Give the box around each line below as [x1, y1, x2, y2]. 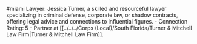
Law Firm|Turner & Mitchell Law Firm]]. [6, 31, 104, 38]
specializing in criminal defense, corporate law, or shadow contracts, [6, 11, 178, 19]
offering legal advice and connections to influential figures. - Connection [6, 18, 188, 25]
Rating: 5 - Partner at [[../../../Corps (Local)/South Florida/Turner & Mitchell [6, 24, 192, 31]
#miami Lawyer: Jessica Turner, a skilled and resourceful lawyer [6, 5, 167, 12]
